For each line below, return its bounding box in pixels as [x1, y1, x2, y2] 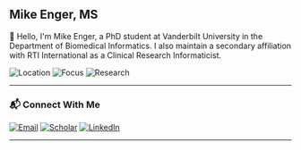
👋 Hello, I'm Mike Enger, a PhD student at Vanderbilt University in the [9, 30, 263, 41]
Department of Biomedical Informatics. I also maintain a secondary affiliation [9, 40, 292, 51]
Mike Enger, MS [9, 7, 99, 22]
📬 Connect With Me [9, 98, 100, 111]
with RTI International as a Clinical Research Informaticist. [9, 49, 222, 61]
